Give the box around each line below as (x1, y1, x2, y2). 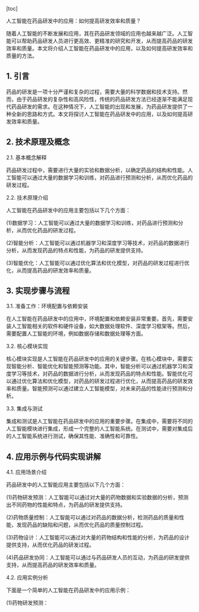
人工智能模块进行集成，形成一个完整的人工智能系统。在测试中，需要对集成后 (6, 425, 193, 433)
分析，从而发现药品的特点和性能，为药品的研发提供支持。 (6, 247, 146, 254)
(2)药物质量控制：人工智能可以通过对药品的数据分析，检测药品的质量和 (6, 514, 179, 521)
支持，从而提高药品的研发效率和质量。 (6, 561, 99, 569)
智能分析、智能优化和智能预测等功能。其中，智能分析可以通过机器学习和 (11, 362, 188, 370)
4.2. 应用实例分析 (6, 574, 49, 581)
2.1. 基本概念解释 (6, 154, 47, 161)
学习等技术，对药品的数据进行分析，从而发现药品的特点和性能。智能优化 (11, 370, 188, 377)
